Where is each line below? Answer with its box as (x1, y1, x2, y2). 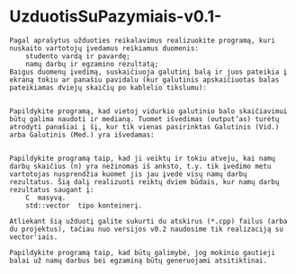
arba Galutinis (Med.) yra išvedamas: (9, 130, 155, 139)
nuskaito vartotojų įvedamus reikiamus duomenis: (9, 43, 200, 53)
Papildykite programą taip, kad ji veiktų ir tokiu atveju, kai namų (9, 154, 276, 163)
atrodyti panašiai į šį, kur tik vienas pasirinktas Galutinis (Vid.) (9, 122, 280, 131)
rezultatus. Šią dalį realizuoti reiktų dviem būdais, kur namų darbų (9, 177, 280, 186)
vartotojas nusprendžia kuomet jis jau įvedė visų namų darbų (9, 169, 247, 179)
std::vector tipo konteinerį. (25, 200, 143, 210)
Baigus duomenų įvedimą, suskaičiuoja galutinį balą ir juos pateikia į (9, 67, 288, 76)
